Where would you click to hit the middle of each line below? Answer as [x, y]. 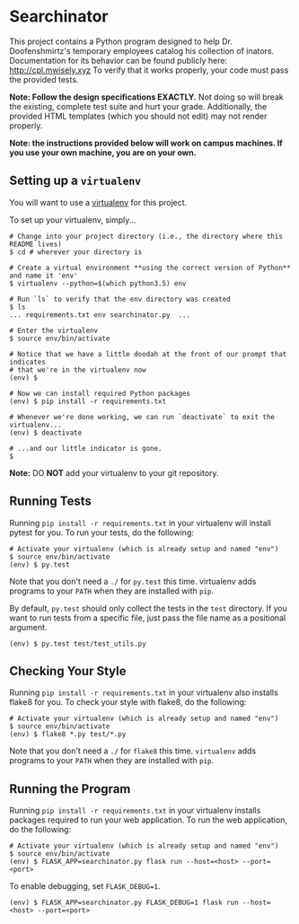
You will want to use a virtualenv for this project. [98, 202]
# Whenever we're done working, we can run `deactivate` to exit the [142, 417]
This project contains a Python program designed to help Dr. [121, 41]
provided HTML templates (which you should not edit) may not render [138, 116]
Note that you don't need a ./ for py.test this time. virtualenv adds [133, 581]
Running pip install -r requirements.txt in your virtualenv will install [140, 523]
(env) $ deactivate [46, 433]
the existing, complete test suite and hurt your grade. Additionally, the [138, 106]
